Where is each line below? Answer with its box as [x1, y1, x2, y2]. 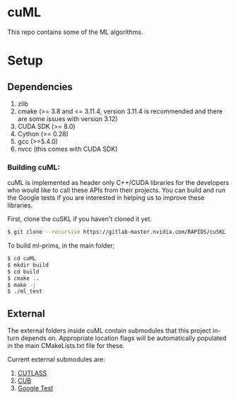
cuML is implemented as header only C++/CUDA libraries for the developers [7, 179, 230, 187]
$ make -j [7, 281, 37, 288]
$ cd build [7, 268, 40, 275]
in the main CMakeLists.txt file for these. [7, 342, 125, 350]
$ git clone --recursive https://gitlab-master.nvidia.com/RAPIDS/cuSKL [7, 228, 226, 236]
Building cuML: [7, 162, 60, 172]
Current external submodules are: [7, 355, 106, 364]
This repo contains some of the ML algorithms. [7, 28, 143, 36]
